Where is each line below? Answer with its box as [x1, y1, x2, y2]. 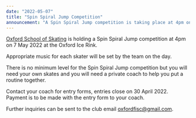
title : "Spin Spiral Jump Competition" [6, 14, 103, 20]
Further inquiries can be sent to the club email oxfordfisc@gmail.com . [6, 106, 174, 113]
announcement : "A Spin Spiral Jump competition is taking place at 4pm [6, 19, 184, 25]
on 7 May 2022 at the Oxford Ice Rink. [6, 41, 97, 48]
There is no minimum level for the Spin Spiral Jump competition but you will [6, 64, 188, 71]
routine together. [6, 77, 47, 84]
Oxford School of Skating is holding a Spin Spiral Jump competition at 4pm [6, 36, 186, 43]
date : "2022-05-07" [6, 8, 54, 15]
